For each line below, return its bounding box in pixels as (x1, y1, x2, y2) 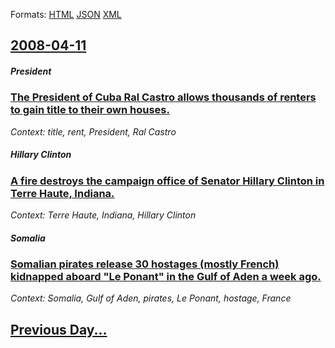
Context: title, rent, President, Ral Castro (10, 125, 177, 138)
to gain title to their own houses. (10, 103, 170, 117)
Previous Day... (10, 321, 108, 338)
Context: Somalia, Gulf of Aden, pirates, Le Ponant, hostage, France (10, 292, 292, 304)
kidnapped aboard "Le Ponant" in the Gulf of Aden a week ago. (10, 270, 322, 284)
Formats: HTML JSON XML (10, 9, 122, 20)
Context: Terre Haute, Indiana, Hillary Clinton (10, 209, 197, 221)
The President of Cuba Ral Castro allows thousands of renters (10, 90, 317, 104)
